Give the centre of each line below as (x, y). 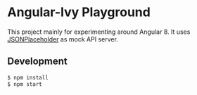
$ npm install (28, 77)
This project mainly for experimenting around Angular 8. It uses (99, 32)
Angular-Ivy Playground (79, 12)
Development (38, 62)
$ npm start (25, 84)
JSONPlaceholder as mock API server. (63, 39)
